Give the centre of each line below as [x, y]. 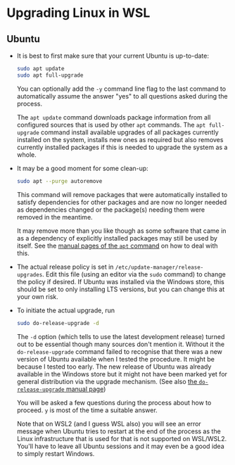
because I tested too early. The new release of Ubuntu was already [114, 367]
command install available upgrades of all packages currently [129, 132]
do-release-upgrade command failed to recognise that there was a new [120, 351]
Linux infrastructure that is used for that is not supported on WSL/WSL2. [121, 438]
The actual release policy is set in [65, 267]
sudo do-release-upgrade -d [58, 323]
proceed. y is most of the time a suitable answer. [87, 410]
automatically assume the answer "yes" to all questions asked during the [122, 96]
